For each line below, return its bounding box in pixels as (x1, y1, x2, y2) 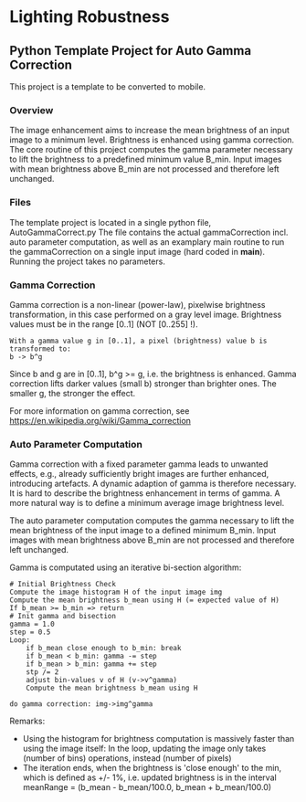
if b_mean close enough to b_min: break (26, 644, 182, 653)
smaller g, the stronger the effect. (9, 387, 136, 398)
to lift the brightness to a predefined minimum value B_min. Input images (9, 153, 282, 165)
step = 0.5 (9, 628, 51, 637)
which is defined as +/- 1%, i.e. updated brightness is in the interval (22, 772, 277, 783)
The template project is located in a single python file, (9, 216, 212, 227)
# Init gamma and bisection (9, 612, 117, 621)
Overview (9, 103, 54, 116)
